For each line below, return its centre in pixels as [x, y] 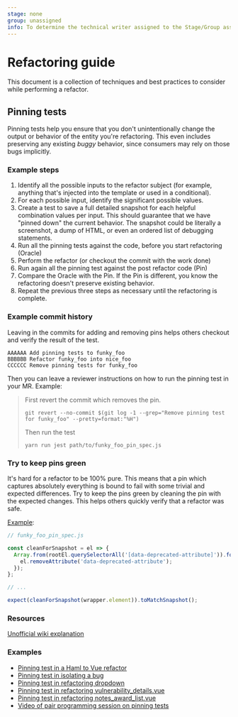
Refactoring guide [61, 62]
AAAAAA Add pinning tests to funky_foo [66, 353]
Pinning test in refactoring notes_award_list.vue [87, 698]
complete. [32, 298]
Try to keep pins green [47, 463]
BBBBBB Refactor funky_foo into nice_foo [69, 359]
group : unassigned [34, 21]
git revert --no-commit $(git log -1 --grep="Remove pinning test [125, 412]
